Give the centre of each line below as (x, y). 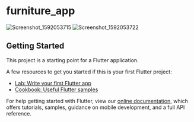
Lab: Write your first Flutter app (53, 83)
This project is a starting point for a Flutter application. (72, 60)
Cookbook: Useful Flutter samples (56, 89)
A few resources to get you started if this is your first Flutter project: (89, 72)
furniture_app (41, 11)
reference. (19, 113)
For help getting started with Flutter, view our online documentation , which (97, 101)
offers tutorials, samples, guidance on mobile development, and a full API (96, 107)
